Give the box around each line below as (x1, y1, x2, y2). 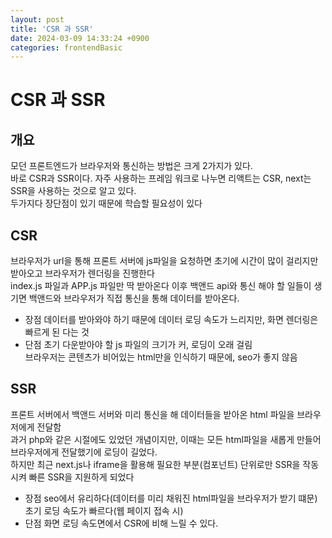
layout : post (10, 14, 65, 25)
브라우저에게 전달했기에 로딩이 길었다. (10, 446, 158, 458)
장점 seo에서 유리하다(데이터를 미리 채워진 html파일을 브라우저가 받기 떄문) (24, 492, 318, 504)
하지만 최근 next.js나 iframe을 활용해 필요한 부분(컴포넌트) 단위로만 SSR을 (10, 458, 301, 470)
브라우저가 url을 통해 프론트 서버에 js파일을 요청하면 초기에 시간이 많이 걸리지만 (10, 255, 319, 267)
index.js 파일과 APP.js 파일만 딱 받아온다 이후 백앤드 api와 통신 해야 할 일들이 (10, 280, 312, 292)
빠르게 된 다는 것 (24, 326, 90, 338)
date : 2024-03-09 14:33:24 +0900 (10, 33, 150, 43)
